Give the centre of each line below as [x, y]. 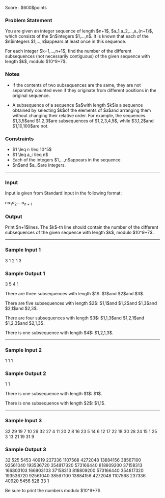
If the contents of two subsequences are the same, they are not [76, 85]
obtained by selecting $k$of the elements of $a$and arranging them [82, 110]
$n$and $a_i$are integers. [39, 165]
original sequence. [31, 95]
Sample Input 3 [24, 421]
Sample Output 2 [26, 373]
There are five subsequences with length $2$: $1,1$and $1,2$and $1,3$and [81, 303]
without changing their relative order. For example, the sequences [79, 115]
